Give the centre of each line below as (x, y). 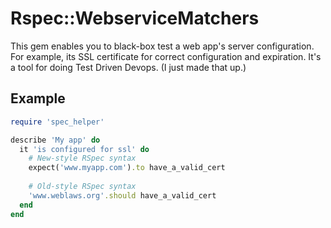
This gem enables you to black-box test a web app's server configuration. (162, 46)
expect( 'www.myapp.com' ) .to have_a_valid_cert (127, 168)
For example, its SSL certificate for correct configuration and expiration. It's (166, 56)
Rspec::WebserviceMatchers (135, 18)
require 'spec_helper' (57, 122)
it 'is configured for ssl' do (84, 149)
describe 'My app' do (55, 140)
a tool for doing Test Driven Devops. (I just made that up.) (128, 67)
